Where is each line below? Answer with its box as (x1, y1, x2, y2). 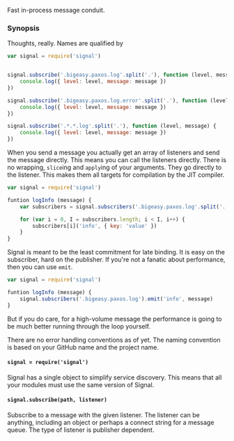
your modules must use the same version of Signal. (7, 380, 155, 389)
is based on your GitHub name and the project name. (7, 342, 159, 352)
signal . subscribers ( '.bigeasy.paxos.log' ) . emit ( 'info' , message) (19, 295, 214, 303)
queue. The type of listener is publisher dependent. (7, 426, 155, 434)
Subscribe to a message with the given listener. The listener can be (7, 411, 200, 419)
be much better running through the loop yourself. (7, 321, 151, 331)
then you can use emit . (7, 263, 73, 271)
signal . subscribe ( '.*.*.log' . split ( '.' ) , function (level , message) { (7, 122, 217, 130)
